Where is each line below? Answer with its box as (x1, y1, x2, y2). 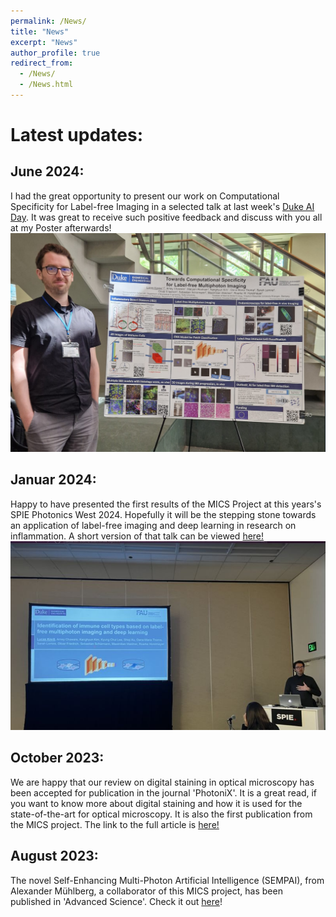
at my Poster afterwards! (10, 221, 112, 234)
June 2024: (10, 163, 85, 180)
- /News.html (19, 80, 74, 90)
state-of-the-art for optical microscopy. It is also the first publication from (10, 808, 313, 820)
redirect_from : (10, 58, 74, 69)
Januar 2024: (10, 471, 97, 489)
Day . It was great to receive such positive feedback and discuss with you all (10, 211, 323, 223)
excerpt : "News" (10, 37, 78, 47)
